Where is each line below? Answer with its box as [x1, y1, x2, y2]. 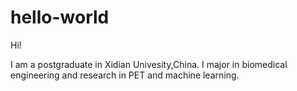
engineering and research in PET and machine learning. [10, 69, 240, 81]
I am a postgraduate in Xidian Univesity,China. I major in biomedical [10, 58, 288, 70]
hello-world [10, 6, 110, 29]
